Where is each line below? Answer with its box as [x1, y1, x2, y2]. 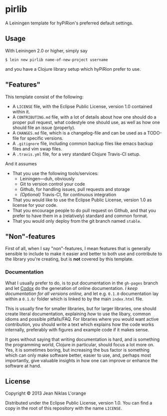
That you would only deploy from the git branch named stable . [12, 218, 142, 224]
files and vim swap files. [12, 145, 62, 151]
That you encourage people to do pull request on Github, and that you [12, 207, 156, 213]
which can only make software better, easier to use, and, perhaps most [5, 352, 151, 358]
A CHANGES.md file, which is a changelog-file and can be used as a [12, 130, 146, 136]
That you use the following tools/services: [12, 170, 99, 176]
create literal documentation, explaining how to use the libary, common [5, 310, 151, 317]
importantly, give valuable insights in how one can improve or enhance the [5, 357, 158, 363]
